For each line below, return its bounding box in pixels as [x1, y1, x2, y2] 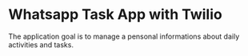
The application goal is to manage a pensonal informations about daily [8, 32, 240, 41]
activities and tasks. [8, 39, 74, 49]
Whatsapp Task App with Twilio [8, 6, 222, 24]
